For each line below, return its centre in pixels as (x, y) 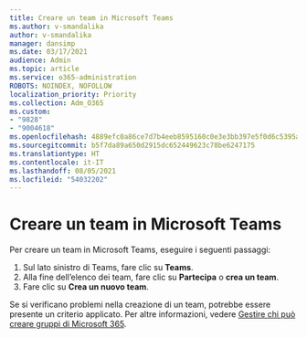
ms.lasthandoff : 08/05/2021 (63, 171)
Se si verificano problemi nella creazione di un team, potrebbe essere (140, 305)
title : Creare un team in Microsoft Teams (91, 18)
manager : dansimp (42, 43)
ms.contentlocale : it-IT (57, 162)
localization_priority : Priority (73, 94)
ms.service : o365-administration (73, 78)
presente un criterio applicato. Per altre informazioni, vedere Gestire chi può (153, 314)
